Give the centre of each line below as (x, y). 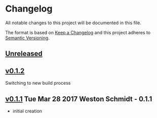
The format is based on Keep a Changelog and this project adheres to (78, 32)
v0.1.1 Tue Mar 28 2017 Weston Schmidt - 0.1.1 (79, 99)
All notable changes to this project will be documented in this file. (73, 23)
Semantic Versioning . (27, 38)
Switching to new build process (38, 83)
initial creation (27, 111)
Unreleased (24, 54)
